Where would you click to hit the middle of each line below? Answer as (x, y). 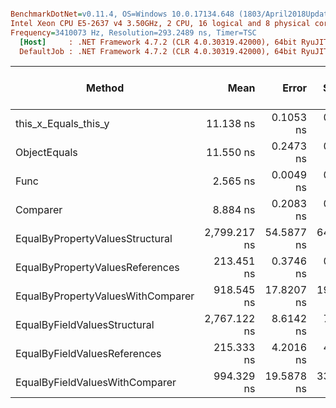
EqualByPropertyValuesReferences (97, 268)
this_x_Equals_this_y (62, 124)
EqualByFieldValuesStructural (85, 325)
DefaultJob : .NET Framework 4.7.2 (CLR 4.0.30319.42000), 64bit (158, 51)
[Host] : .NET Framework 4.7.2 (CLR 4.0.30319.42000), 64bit (158, 42)
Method (105, 88)
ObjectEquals (46, 153)
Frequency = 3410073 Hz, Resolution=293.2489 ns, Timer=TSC (133, 32)
